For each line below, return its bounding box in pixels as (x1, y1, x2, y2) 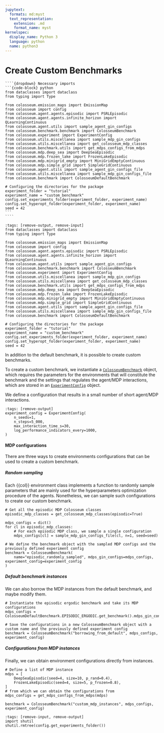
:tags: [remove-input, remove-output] (5, 714, 84, 719)
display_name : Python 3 (9, 35, 58, 40)
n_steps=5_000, (14, 419, 45, 424)
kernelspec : (5, 30, 29, 35)
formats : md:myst (9, 12, 45, 17)
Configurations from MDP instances (5, 645, 81, 651)
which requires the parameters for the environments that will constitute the (5, 372, 155, 378)
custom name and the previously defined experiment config (5, 626, 128, 631)
